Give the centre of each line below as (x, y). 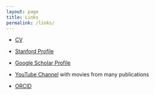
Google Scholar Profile (42, 63)
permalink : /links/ (31, 23)
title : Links (22, 17)
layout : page (22, 12)
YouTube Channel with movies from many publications (82, 75)
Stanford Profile (34, 51)
